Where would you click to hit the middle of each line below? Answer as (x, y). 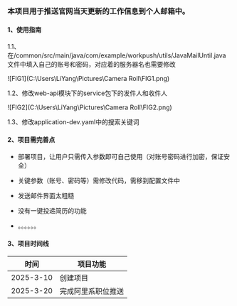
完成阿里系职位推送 (92, 291)
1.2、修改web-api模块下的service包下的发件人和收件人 (87, 93)
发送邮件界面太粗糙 (46, 196)
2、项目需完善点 (31, 139)
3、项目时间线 (28, 244)
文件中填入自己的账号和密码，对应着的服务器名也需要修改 (91, 65)
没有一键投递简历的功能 (52, 211)
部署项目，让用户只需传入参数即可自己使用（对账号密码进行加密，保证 (121, 157)
